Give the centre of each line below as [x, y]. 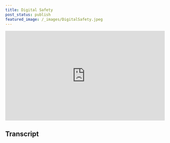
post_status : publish [28, 15]
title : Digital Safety [29, 10]
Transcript [22, 134]
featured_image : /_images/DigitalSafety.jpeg [54, 19]
